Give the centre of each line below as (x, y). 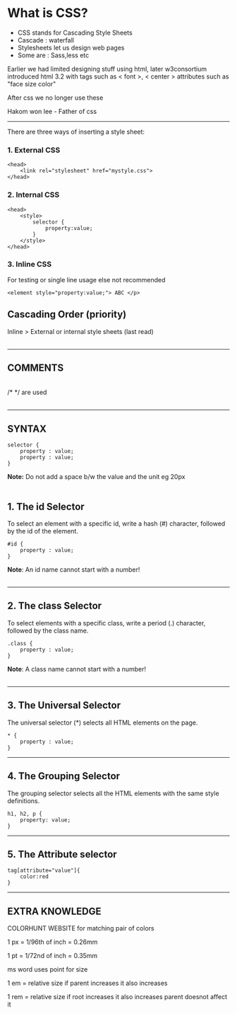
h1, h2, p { (25, 814)
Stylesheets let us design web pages (71, 47)
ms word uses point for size (48, 969)
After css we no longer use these (55, 98)
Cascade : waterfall (45, 40)
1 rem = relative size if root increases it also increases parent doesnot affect (117, 997)
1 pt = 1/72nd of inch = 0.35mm (53, 956)
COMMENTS (36, 368)
